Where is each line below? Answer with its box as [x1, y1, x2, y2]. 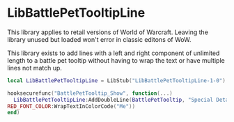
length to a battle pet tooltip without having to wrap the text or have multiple [7, 56, 225, 64]
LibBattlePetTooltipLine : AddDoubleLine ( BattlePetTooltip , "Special [13, 96, 214, 103]
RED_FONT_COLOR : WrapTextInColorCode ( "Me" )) [7, 102, 136, 109]
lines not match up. [7, 63, 63, 72]
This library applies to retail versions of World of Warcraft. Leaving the [7, 28, 209, 36]
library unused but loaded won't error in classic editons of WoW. [7, 35, 192, 43]
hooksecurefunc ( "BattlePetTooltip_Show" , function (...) [7, 89, 173, 97]
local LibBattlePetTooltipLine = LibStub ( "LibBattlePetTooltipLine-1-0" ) [7, 77, 226, 84]
